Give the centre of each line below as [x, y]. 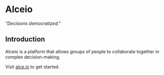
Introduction [25, 39]
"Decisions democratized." [33, 23]
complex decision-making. [33, 57]
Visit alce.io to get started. [33, 66]
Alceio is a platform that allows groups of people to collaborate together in [83, 51]
